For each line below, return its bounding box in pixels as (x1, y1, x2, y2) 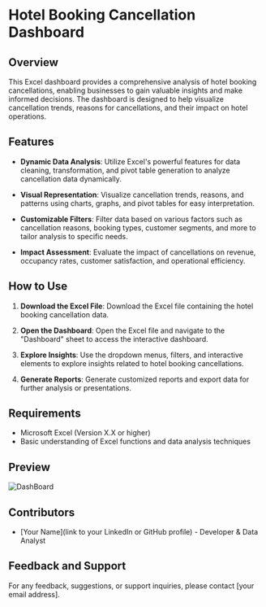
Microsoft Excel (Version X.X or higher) (19, 428, 152, 438)
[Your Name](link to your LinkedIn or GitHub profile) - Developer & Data (19, 527, 259, 537)
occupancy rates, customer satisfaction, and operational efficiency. (19, 255, 246, 265)
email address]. (8, 589, 61, 599)
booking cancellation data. (19, 309, 109, 319)
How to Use (8, 279, 68, 294)
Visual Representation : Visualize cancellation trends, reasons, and (19, 190, 245, 199)
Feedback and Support (8, 559, 127, 573)
